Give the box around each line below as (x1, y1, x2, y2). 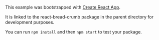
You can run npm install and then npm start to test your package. (5, 29, 142, 34)
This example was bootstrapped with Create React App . (5, 4, 121, 10)
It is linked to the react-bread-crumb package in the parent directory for (5, 14, 154, 19)
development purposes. (5, 19, 55, 25)
